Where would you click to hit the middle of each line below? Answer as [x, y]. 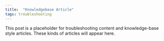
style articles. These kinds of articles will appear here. [60, 33]
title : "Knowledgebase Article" [40, 10]
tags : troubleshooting [28, 14]
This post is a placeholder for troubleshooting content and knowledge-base [82, 28]
